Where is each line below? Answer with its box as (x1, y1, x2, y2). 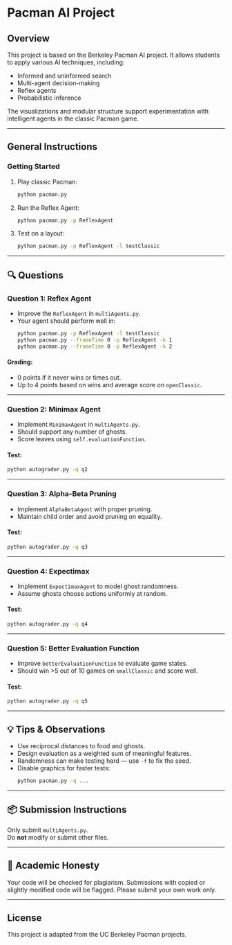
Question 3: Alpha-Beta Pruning (7, 489, 117, 499)
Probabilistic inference (17, 94, 81, 102)
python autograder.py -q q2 (7, 466, 88, 473)
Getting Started (7, 161, 60, 171)
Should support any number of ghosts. (17, 427, 128, 436)
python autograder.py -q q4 (7, 621, 88, 628)
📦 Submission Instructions (7, 804, 127, 815)
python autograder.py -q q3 (7, 543, 88, 550)
